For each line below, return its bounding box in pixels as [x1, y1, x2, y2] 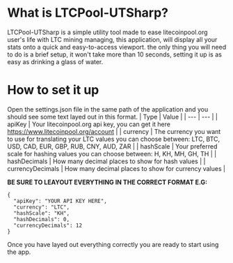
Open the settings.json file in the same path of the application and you [7, 105, 209, 113]
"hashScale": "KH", [13, 209, 70, 217]
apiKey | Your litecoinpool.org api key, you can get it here [7, 120, 170, 128]
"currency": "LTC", [13, 204, 70, 211]
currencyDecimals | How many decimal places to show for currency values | [7, 164, 226, 172]
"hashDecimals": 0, [13, 216, 70, 223]
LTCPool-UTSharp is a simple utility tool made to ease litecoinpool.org [7, 28, 208, 36]
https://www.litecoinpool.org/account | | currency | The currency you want [7, 127, 221, 135]
